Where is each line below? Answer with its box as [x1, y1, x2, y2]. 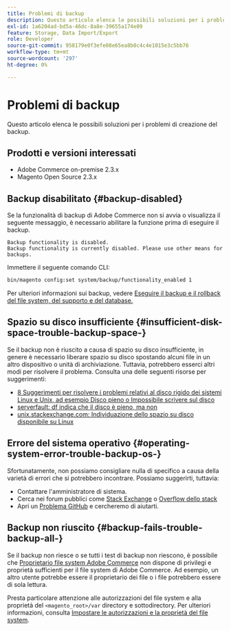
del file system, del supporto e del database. [7, 297, 133, 305]
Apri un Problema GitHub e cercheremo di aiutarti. [16, 501, 159, 510]
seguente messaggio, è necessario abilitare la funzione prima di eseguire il [7, 219, 219, 227]
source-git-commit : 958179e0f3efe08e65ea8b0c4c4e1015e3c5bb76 [7, 42, 189, 49]
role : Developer [7, 36, 54, 43]
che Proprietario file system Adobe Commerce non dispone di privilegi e [7, 558, 212, 566]
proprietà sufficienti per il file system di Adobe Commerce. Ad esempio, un [7, 565, 219, 574]
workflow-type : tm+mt [7, 49, 69, 56]
